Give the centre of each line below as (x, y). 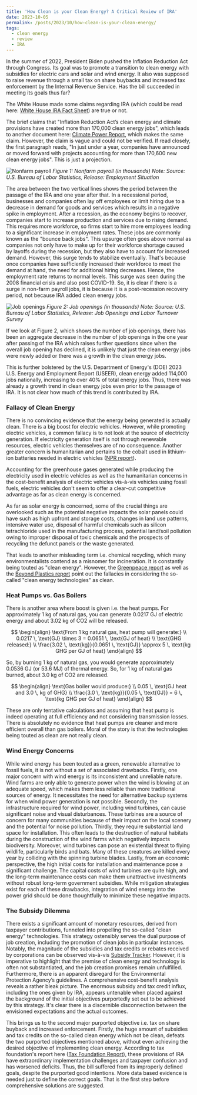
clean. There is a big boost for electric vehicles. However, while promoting (96, 427)
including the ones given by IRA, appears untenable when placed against (94, 993)
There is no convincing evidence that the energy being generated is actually (98, 420)
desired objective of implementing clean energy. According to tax (85, 1048)
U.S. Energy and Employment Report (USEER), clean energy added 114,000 (97, 373)
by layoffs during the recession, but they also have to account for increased (98, 251)
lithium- (177, 452)
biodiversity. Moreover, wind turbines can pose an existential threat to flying (98, 845)
